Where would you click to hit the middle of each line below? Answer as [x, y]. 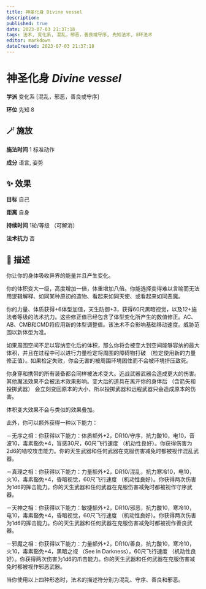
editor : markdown [29, 40]
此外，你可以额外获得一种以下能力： [52, 423]
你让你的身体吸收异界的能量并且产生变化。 [60, 276]
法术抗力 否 [21, 238]
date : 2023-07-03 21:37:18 [41, 29]
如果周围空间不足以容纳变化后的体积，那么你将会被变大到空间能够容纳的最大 [103, 345]
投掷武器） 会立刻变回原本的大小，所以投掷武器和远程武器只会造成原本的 [98, 389]
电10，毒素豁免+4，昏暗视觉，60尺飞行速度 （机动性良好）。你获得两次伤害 [101, 515]
